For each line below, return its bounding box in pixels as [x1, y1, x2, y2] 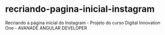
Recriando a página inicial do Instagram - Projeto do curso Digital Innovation [5, 20, 161, 26]
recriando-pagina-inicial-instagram [5, 3, 155, 15]
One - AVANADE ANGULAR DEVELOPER [5, 25, 87, 31]
